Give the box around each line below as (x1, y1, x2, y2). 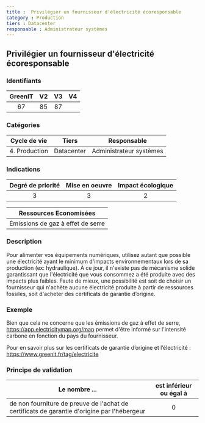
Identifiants (6, 76, 41, 85)
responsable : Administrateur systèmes (6, 26, 108, 32)
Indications (6, 165, 41, 174)
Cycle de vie (10, 137, 48, 145)
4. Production (9, 147, 49, 156)
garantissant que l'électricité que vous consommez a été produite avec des (6, 270, 195, 278)
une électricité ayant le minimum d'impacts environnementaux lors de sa (6, 258, 189, 265)
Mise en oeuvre (66, 181, 112, 189)
